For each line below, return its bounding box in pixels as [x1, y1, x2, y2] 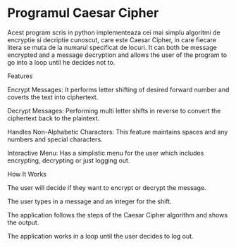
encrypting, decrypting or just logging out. [7, 156, 130, 165]
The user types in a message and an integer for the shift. [7, 197, 173, 205]
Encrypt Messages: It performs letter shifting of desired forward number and [7, 85, 230, 94]
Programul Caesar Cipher [7, 5, 159, 21]
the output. [7, 218, 39, 227]
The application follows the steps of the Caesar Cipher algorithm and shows [7, 210, 228, 219]
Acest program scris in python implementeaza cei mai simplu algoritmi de [7, 28, 221, 37]
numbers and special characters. [7, 135, 104, 144]
